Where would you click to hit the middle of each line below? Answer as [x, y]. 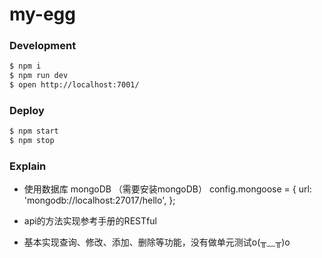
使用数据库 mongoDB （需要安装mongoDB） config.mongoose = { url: [167, 189]
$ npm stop [32, 141]
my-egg [42, 14]
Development [43, 46]
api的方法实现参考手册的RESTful [90, 221]
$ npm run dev [39, 76]
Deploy [27, 111]
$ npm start [34, 131]
